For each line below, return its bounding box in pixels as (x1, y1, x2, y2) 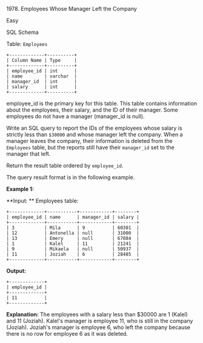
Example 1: (6, 185, 35, 193)
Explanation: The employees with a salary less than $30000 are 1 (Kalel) (6, 311, 188, 318)
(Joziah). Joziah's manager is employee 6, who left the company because (6, 324, 191, 331)
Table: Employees (6, 41, 48, 47)
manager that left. (6, 150, 51, 157)
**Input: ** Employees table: (6, 197, 79, 204)
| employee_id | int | (6, 68, 78, 74)
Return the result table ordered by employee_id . (6, 162, 124, 169)
